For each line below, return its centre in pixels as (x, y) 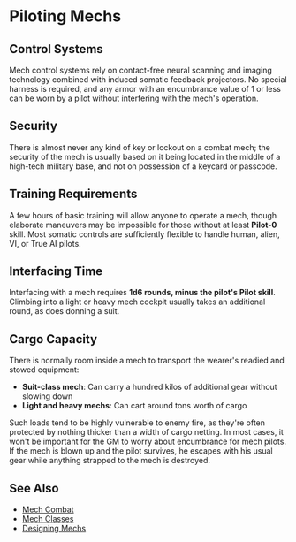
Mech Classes (48, 519)
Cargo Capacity (53, 339)
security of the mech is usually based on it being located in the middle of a (145, 156)
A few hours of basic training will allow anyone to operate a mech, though (143, 215)
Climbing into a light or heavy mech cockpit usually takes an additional (137, 302)
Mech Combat (48, 509)
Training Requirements (73, 194)
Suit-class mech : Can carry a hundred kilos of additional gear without (149, 387)
